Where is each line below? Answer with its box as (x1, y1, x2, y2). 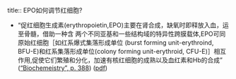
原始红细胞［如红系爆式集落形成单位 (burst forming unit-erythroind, (17, 38, 214, 47)
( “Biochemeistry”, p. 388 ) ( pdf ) (17, 64, 108, 72)
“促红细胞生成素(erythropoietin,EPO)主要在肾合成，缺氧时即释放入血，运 (17, 21, 230, 29)
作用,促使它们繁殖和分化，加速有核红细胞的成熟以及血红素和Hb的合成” (17, 56, 223, 64)
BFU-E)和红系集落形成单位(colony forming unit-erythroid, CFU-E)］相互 (17, 48, 227, 55)
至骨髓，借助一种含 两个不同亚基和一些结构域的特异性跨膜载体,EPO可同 (17, 30, 226, 38)
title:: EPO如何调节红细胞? (7, 6, 83, 14)
